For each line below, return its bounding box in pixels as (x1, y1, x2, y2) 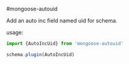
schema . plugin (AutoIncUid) (6, 51, 75, 57)
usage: (6, 29, 24, 36)
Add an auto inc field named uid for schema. (6, 17, 117, 24)
